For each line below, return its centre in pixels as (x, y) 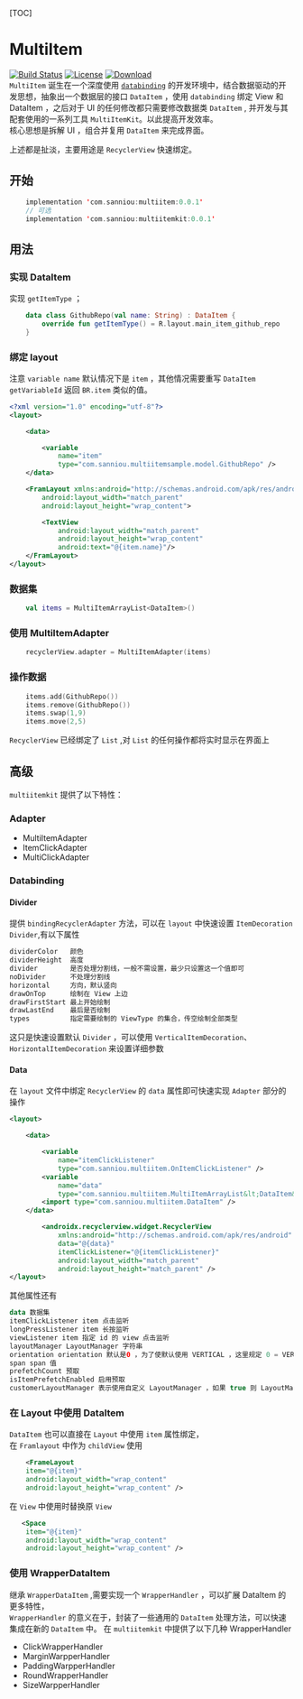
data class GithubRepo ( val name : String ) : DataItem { (131, 316)
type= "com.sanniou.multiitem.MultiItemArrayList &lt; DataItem (175, 1194)
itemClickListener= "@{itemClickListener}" (138, 1252)
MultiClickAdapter (56, 857)
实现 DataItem (40, 277)
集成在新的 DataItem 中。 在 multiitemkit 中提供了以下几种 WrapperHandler (150, 1629)
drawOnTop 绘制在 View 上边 (69, 993)
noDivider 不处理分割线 (60, 977)
